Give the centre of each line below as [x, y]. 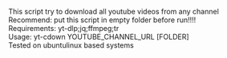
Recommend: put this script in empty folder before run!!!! [102, 20]
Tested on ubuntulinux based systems [71, 45]
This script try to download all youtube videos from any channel [113, 12]
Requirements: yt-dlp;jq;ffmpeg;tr [64, 28]
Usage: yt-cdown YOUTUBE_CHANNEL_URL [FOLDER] [99, 37]
